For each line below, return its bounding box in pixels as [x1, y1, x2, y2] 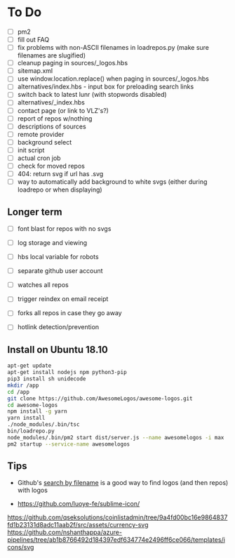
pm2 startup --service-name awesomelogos [7, 440, 130, 448]
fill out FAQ [17, 36, 50, 44]
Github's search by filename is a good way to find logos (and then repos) [17, 479, 229, 487]
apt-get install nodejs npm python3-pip [7, 369, 128, 376]
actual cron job [17, 154, 61, 162]
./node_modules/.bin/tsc [7, 421, 80, 428]
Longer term [7, 206, 62, 218]
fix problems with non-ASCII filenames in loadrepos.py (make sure [17, 44, 209, 52]
